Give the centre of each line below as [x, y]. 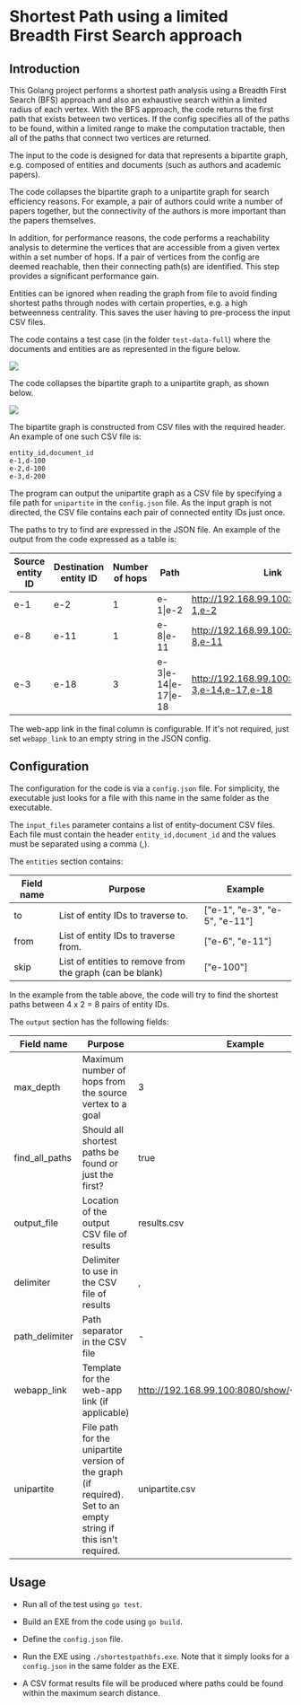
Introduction [45, 69]
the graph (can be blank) [111, 972]
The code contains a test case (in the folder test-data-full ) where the [140, 339]
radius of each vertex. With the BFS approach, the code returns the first [142, 109]
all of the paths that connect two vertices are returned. [110, 138]
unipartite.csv [167, 1489]
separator [103, 1331]
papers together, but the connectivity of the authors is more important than [148, 211]
